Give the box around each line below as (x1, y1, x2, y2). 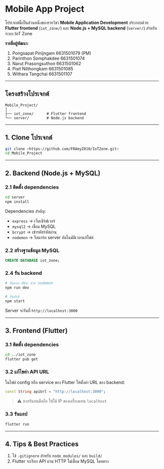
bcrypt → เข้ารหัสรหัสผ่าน (12, 229, 57, 235)
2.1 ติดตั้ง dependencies (5, 183, 59, 190)
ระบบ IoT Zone (5, 30, 33, 36)
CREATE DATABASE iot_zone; (5, 258, 60, 263)
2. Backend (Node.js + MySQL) (5, 169, 101, 177)
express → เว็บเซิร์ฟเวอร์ (12, 218, 55, 223)
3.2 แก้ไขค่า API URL (5, 368, 49, 375)
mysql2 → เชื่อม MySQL (12, 223, 56, 229)
